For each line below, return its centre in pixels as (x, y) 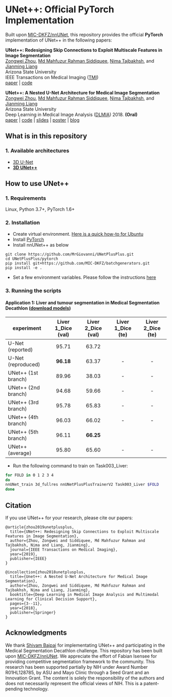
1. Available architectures (37, 151)
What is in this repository (46, 136)
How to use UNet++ (37, 184)
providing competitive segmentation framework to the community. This (80, 662)
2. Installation (23, 223)
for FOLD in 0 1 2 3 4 (29, 475)
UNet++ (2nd (24, 387)
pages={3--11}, (26, 604)
